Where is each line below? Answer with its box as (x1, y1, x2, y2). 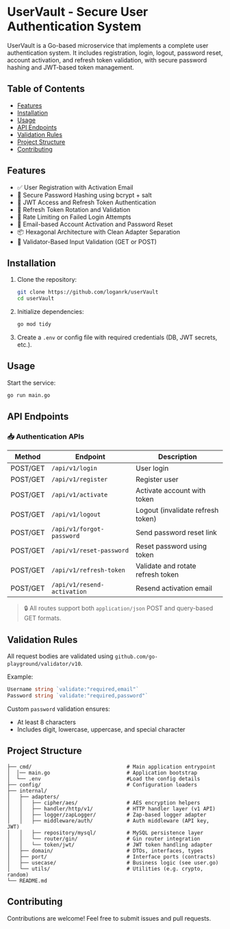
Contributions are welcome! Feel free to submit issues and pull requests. (7, 914, 212, 922)
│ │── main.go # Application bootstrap (7, 769, 197, 776)
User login (136, 463, 169, 473)
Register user (136, 474, 179, 484)
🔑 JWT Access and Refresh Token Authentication (16, 198, 156, 206)
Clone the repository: (16, 276, 77, 284)
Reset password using (136, 542, 207, 551)
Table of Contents (7, 83, 86, 95)
